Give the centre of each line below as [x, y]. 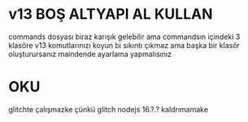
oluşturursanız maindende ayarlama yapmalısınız [90, 54]
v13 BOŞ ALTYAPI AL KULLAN [111, 14]
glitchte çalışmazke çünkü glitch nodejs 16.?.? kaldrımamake [109, 109]
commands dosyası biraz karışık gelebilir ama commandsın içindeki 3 [124, 37]
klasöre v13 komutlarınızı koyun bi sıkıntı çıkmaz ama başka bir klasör [124, 45]
